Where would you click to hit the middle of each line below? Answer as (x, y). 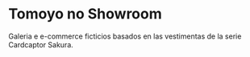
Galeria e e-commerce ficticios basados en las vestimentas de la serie (125, 36)
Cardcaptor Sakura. (41, 44)
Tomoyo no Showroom (85, 14)
